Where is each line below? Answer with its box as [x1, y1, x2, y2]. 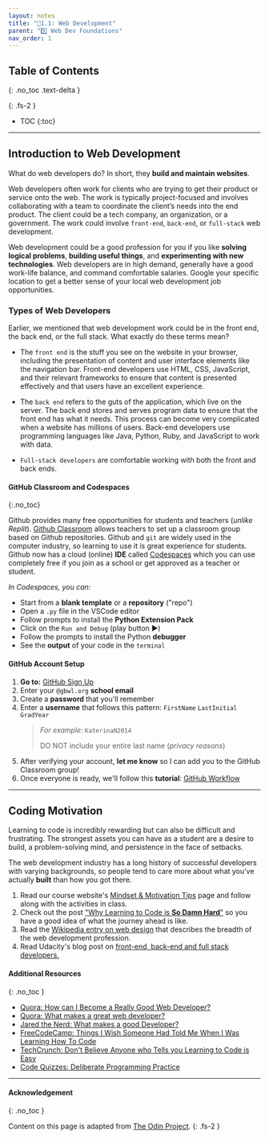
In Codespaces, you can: [8, 582, 91, 592]
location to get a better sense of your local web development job [8, 276, 222, 286]
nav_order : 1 [8, 34, 52, 43]
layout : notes [8, 11, 56, 20]
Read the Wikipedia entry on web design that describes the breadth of [19, 925, 252, 934]
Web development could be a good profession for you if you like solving [8, 242, 247, 251]
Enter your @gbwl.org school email [19, 685, 134, 695]
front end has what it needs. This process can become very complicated [19, 414, 260, 424]
